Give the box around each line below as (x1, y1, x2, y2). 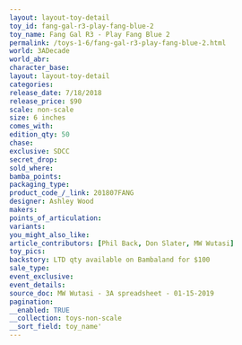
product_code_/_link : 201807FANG (9, 189, 134, 198)
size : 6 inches (9, 113, 66, 122)
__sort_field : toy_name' (9, 323, 102, 332)
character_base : (9, 64, 70, 73)
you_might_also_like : (9, 230, 91, 239)
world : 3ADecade (9, 47, 70, 56)
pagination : (9, 297, 54, 306)
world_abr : (9, 55, 50, 64)
